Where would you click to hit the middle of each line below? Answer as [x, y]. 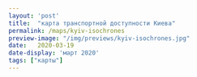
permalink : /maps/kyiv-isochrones [67, 30]
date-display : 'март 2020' [54, 53]
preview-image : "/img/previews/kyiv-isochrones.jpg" [99, 38]
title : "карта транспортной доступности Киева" [92, 23]
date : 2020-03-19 [41, 46]
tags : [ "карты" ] [36, 61]
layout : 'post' [34, 16]
